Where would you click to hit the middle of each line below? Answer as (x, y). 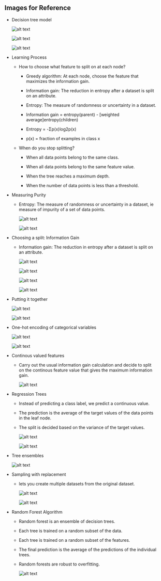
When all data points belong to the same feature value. (80, 166)
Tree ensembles (28, 455)
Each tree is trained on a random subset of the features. (74, 540)
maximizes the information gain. (58, 81)
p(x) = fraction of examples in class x (63, 138)
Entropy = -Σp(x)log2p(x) (51, 129)
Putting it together (29, 299)
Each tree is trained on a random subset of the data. (71, 531)
